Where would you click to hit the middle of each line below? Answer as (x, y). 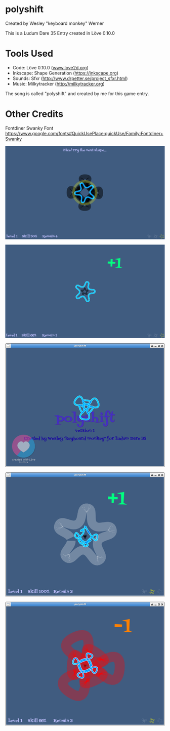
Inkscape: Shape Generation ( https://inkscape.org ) (66, 73)
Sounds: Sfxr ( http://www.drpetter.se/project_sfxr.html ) (70, 78)
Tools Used (29, 54)
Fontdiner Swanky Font (29, 128)
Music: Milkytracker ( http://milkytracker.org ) (58, 84)
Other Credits (34, 114)
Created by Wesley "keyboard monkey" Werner (55, 23)
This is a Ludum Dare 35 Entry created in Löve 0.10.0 (60, 33)
